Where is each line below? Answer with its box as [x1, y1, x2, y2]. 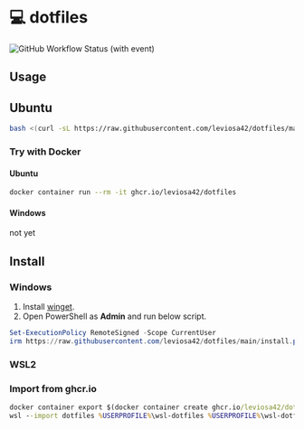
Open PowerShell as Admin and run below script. [22, 311, 207, 322]
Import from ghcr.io [9, 382, 98, 395]
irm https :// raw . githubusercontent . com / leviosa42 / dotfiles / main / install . [9, 336, 294, 346]
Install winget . [22, 301, 75, 312]
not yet [9, 228, 36, 238]
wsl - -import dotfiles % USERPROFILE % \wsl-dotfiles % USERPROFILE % [9, 411, 261, 420]
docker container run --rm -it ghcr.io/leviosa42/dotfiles [9, 188, 237, 197]
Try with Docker [9, 145, 81, 158]
